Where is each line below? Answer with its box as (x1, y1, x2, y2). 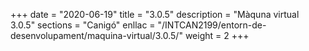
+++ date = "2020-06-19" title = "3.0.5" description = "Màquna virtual (10, 9, 300, 20)
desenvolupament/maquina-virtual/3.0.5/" (10, 30, 183, 41)
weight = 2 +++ (184, 30, 250, 41)
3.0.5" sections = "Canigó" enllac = (10, 19, 156, 31)
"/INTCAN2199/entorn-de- (157, 19, 267, 31)
